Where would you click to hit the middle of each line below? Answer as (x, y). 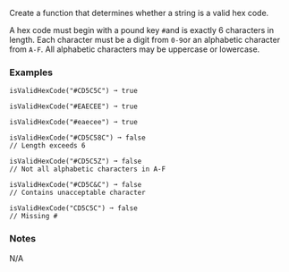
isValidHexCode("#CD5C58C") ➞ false (77, 138)
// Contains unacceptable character (77, 193)
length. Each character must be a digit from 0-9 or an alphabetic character (144, 40)
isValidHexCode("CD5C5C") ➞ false (74, 208)
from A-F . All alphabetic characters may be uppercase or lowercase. (135, 49)
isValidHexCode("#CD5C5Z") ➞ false (76, 161)
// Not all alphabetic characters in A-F (88, 169)
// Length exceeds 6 (48, 146)
